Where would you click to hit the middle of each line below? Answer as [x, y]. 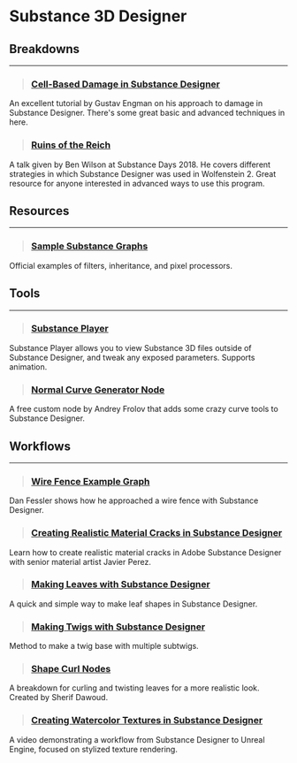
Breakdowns [45, 49]
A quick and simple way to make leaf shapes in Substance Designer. [133, 604]
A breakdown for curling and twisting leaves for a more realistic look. [134, 688]
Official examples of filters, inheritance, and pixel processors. [121, 265]
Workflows [40, 446]
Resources [39, 211]
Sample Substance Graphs [89, 247]
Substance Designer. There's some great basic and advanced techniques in [147, 113]
